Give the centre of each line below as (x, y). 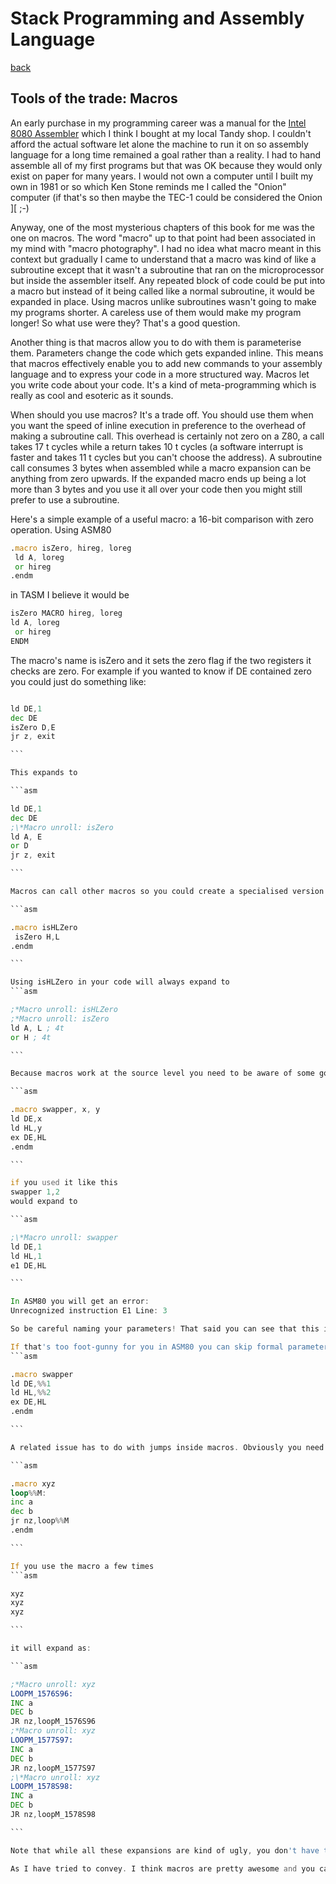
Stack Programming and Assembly (157, 18)
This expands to (44, 773)
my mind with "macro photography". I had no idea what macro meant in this (166, 248)
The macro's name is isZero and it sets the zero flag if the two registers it (161, 660)
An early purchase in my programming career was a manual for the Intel (158, 123)
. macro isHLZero (44, 927)
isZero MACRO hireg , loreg (66, 613)
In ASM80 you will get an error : (80, 1302)
